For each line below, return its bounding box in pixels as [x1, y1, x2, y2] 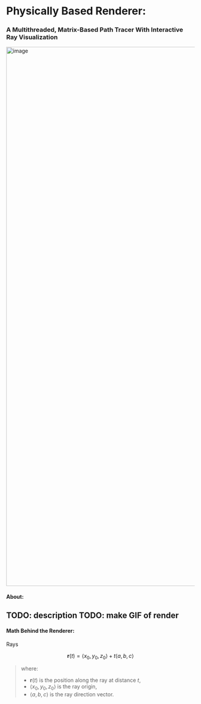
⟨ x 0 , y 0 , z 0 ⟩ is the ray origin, [29, 683, 98, 692]
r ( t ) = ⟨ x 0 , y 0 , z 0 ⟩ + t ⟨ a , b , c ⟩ [67, 652, 134, 661]
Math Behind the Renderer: [6, 627, 75, 635]
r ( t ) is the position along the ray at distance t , [29, 676, 141, 684]
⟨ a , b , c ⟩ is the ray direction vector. [29, 691, 114, 698]
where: [20, 665, 38, 672]
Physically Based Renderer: [6, 4, 147, 18]
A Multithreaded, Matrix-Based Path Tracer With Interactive [6, 26, 184, 34]
